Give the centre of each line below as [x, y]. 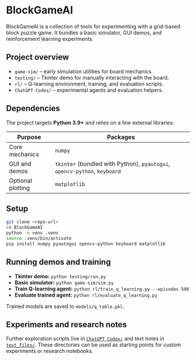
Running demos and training [58, 262]
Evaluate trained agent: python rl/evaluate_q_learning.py [86, 295]
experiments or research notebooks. [50, 351]
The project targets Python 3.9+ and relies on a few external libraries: [90, 122]
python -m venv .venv [32, 233]
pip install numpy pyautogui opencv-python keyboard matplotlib [86, 244]
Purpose [29, 137]
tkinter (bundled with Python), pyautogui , [113, 163]
